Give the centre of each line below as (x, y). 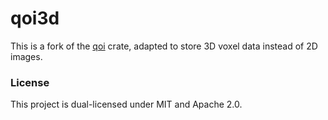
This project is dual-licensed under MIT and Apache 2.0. (126, 104)
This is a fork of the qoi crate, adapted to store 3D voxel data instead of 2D (164, 46)
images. (26, 56)
